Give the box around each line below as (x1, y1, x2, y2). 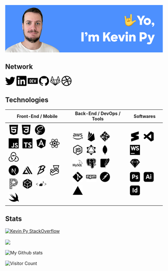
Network (5, 62, 33, 71)
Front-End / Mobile (16, 113, 58, 119)
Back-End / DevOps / (74, 110, 121, 116)
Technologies (5, 96, 49, 104)
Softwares (133, 113, 156, 119)
